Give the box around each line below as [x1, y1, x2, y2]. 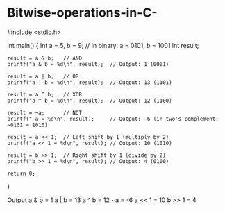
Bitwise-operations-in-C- [7, 5, 158, 21]
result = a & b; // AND [7, 54, 82, 62]
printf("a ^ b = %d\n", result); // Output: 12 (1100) [7, 97, 172, 104]
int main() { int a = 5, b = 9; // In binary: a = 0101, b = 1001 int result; [7, 41, 199, 49]
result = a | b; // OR [7, 73, 79, 80]
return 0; [7, 170, 36, 177]
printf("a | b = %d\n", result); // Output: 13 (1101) [7, 78, 172, 86]
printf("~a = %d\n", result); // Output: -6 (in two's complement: [7, 115, 219, 122]
